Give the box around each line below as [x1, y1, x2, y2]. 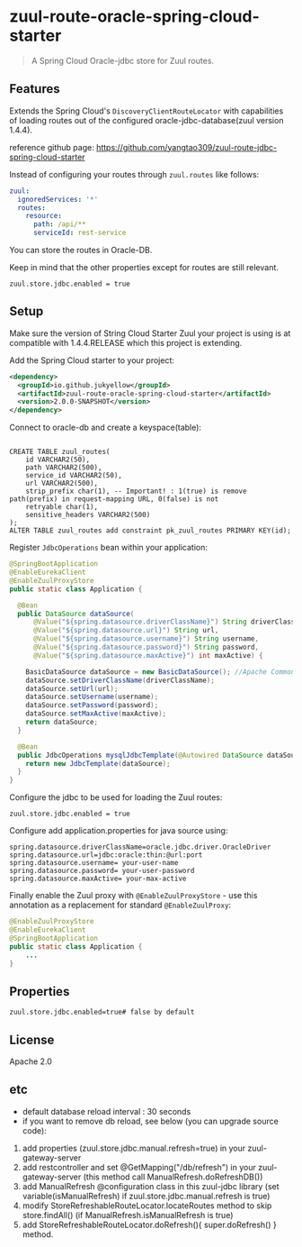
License [9, 1032, 55, 1047]
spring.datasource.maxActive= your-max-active [9, 874, 187, 884]
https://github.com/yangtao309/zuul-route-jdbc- [95, 141, 278, 152]
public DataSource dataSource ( [17, 609, 135, 618]
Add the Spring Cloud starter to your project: [9, 354, 175, 366]
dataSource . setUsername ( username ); [25, 692, 159, 702]
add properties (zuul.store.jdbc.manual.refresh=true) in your [22, 1142, 246, 1153]
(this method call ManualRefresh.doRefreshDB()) [83, 1171, 263, 1182]
